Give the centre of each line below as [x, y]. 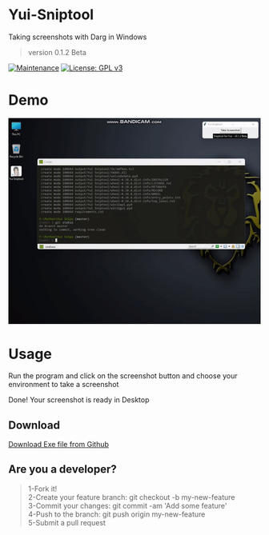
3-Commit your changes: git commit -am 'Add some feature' [127, 505]
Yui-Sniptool [51, 15]
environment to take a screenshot [64, 385]
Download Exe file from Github [59, 445]
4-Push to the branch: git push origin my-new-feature [116, 514]
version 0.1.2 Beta [57, 52]
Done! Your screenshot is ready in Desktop [79, 400]
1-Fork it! [42, 489]
